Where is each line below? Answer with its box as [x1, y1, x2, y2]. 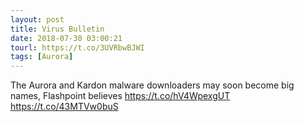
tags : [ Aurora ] [10, 52, 74, 62]
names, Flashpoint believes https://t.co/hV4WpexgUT [10, 90, 231, 102]
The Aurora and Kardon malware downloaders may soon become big [10, 79, 295, 91]
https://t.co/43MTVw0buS [10, 101, 119, 113]
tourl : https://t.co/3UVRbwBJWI [10, 42, 145, 53]
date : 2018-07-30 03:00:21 [10, 33, 123, 43]
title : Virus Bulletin [10, 24, 105, 34]
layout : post [10, 14, 65, 25]
